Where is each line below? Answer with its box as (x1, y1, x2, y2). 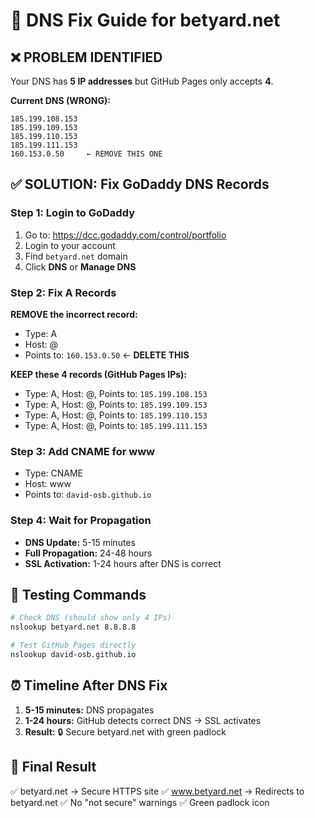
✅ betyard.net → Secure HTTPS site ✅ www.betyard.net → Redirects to (10, 785, 305, 797)
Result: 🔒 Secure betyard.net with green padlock (24, 725, 227, 738)
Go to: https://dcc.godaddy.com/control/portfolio (24, 229, 227, 241)
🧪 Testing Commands (10, 586, 147, 603)
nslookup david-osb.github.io (10, 650, 137, 660)
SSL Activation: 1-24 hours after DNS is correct (24, 557, 222, 569)
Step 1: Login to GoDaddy (10, 206, 135, 220)
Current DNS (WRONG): (10, 95, 111, 106)
